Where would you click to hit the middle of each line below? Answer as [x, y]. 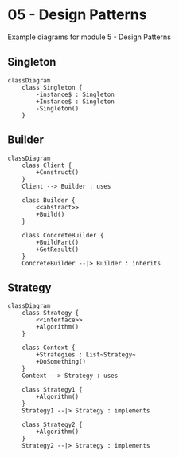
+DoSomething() [61, 362]
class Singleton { [52, 87]
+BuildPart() [58, 242]
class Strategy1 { [52, 390]
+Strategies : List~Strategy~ [86, 355]
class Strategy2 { [52, 425]
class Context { [49, 348]
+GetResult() [58, 249]
